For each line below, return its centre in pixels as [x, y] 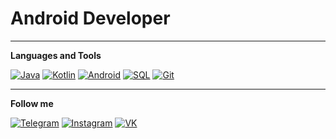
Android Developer [90, 18]
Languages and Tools [56, 55]
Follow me [32, 103]
